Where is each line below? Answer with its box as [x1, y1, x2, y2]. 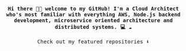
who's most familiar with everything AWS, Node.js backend [5, 11, 181, 18]
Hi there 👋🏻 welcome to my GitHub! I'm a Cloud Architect [8, 5, 179, 12]
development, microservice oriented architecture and [14, 17, 173, 23]
